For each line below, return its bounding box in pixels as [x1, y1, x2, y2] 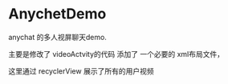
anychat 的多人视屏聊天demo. [8, 32, 107, 42]
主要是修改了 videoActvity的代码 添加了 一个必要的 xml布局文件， [8, 49, 225, 58]
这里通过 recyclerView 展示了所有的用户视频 [8, 66, 154, 76]
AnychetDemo [8, 5, 107, 23]
